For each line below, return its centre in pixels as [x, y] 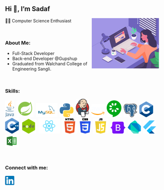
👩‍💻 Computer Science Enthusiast [38, 20]
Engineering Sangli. [32, 69]
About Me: [18, 43]
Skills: [13, 91]
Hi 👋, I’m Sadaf [28, 9]
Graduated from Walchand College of [50, 64]
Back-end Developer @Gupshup [45, 58]
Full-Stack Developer [33, 54]
